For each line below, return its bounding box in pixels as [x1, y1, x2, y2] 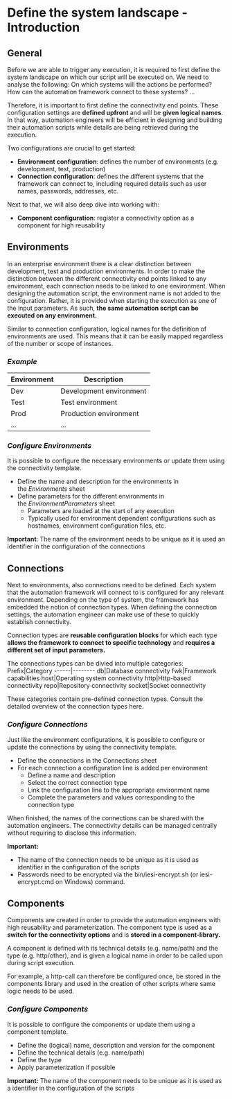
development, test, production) [17, 165, 106, 173]
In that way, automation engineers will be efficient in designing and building [7, 116, 223, 124]
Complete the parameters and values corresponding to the [27, 793, 195, 802]
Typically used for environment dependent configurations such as [27, 514, 216, 523]
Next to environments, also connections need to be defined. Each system [7, 581, 217, 589]
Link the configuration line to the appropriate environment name [27, 786, 210, 794]
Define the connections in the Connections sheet [17, 756, 157, 764]
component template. [7, 1028, 69, 1036]
